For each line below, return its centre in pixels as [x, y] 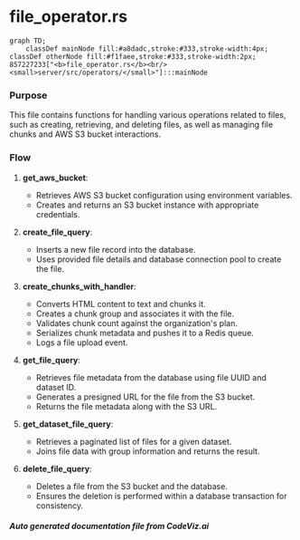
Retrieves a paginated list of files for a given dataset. [134, 441]
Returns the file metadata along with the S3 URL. [127, 406]
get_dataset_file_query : [68, 424]
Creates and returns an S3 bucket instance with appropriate [147, 205]
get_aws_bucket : [55, 178]
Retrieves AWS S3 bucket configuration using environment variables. [164, 195]
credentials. [58, 214]
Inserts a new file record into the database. [116, 249]
